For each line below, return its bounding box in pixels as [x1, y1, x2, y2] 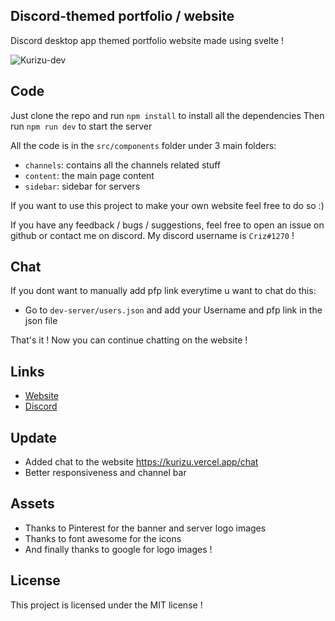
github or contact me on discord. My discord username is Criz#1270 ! [10, 229, 295, 241]
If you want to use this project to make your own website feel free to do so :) [10, 199, 325, 211]
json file [24, 315, 58, 327]
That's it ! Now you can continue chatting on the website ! [10, 334, 248, 346]
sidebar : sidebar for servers [24, 180, 141, 192]
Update [10, 429, 58, 446]
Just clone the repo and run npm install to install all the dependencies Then [10, 109, 325, 121]
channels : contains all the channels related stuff [24, 159, 221, 171]
